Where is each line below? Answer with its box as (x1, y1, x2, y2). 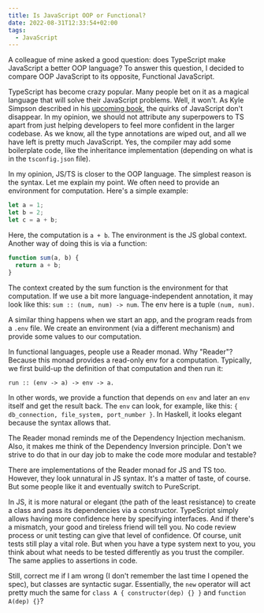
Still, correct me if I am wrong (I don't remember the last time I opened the (8, 570, 249, 580)
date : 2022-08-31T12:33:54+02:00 (8, 19, 118, 27)
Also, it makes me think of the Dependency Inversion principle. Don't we (8, 441, 243, 451)
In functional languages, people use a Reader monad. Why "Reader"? (8, 347, 233, 356)
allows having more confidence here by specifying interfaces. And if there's (8, 514, 255, 523)
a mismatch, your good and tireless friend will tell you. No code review (8, 522, 236, 532)
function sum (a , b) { (8, 254, 80, 262)
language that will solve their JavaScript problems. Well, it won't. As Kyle (8, 95, 244, 105)
